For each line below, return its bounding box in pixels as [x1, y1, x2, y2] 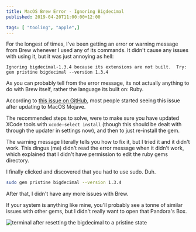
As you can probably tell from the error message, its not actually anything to [6, 79, 190, 86]
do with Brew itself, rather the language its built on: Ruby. [6, 86, 144, 93]
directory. [6, 157, 29, 164]
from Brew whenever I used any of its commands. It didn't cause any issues [6, 47, 189, 54]
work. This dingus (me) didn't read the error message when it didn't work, [6, 144, 184, 152]
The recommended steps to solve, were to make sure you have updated [6, 115, 180, 122]
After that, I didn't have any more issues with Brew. [6, 191, 129, 198]
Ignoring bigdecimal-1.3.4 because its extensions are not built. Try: [6, 64, 187, 70]
